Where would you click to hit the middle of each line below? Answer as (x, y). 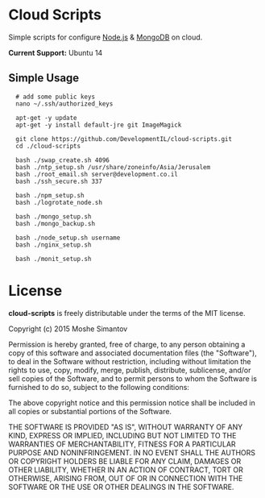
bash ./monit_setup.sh (54, 259)
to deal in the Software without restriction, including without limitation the (130, 361)
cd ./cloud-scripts (48, 146)
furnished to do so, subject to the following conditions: (99, 387)
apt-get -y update (47, 118)
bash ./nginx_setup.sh (54, 245)
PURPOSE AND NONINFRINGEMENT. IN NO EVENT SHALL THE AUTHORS (132, 452)
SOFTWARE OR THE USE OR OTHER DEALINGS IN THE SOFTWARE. (121, 487)
